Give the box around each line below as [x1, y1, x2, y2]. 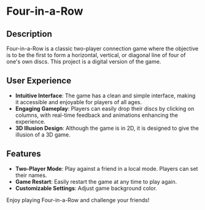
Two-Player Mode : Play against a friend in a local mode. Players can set [15, 165, 198, 172]
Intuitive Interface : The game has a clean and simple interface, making [15, 92, 196, 99]
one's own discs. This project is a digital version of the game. [6, 58, 161, 65]
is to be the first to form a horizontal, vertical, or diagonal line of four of [6, 51, 186, 59]
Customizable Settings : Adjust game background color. [15, 184, 158, 192]
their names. [15, 171, 47, 179]
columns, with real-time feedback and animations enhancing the [15, 111, 178, 119]
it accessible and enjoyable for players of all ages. [15, 98, 142, 105]
